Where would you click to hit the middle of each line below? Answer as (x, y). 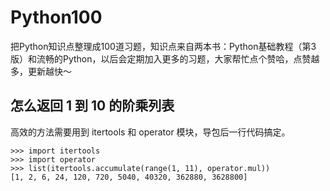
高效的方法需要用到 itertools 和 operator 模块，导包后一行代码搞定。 (150, 132)
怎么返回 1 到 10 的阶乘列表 (92, 106)
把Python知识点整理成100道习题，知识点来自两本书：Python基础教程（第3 (163, 46)
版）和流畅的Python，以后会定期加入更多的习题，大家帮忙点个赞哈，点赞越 (165, 58)
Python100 (56, 17)
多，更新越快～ (41, 71)
